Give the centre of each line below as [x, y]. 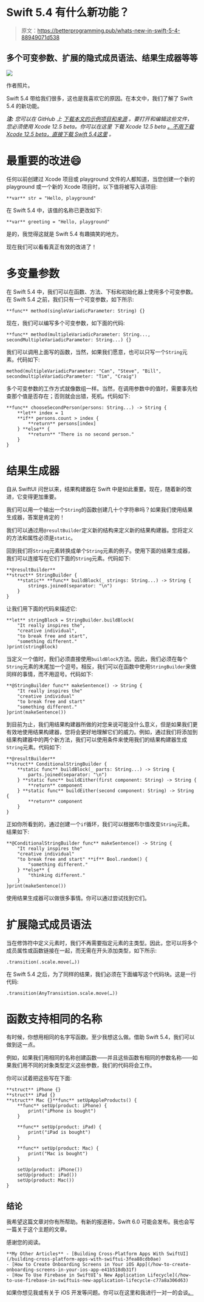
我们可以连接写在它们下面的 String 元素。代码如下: [68, 558]
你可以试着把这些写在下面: [39, 1078]
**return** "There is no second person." [81, 434]
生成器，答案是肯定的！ [36, 517]
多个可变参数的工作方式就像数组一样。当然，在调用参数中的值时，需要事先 [99, 388]
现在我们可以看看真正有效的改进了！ [52, 247]
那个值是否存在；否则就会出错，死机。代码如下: [71, 396]
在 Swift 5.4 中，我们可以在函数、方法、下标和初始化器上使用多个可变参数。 [101, 292]
